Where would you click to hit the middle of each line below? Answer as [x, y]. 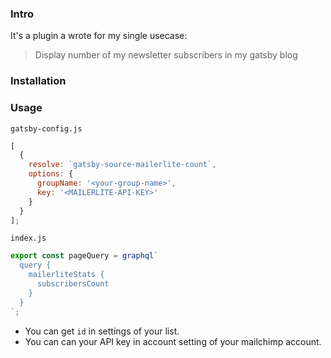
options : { [51, 174]
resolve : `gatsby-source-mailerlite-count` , [122, 165]
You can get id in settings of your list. [102, 331]
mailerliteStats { [66, 275]
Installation [38, 81]
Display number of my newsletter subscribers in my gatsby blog [166, 55]
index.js [28, 238]
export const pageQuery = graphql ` [84, 256]
